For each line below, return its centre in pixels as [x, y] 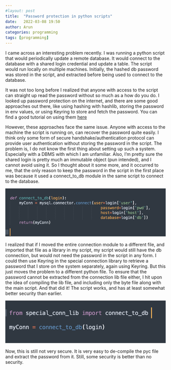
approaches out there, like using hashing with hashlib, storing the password [84, 106]
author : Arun [19, 27]
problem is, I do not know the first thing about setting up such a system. [81, 149]
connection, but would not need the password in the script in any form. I [81, 255]
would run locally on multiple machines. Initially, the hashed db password [82, 69]
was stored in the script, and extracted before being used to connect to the [84, 75]
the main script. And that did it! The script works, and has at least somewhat [85, 288]
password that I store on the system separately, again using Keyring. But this [85, 266]
